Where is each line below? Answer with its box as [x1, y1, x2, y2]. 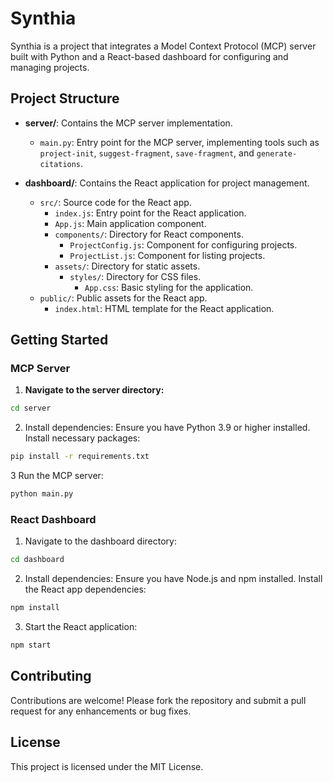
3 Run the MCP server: [10, 470, 104, 482]
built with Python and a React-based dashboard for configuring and [10, 50, 289, 62]
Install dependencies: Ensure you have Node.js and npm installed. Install [24, 573, 323, 585]
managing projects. [10, 61, 90, 73]
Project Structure [10, 90, 120, 107]
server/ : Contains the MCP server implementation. [24, 117, 233, 129]
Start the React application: [24, 621, 138, 633]
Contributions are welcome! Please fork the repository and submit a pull [10, 694, 307, 706]
